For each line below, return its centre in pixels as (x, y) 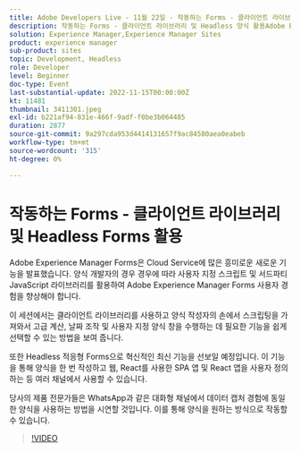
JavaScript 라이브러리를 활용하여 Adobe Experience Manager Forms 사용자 (144, 285)
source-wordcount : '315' (55, 150)
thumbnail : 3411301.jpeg (55, 109)
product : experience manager (63, 43)
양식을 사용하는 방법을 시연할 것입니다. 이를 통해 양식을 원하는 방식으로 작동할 (153, 409)
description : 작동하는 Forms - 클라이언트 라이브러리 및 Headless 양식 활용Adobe (147, 26)
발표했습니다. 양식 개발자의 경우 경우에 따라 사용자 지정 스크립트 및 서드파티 (157, 274)
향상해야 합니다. (53, 296)
